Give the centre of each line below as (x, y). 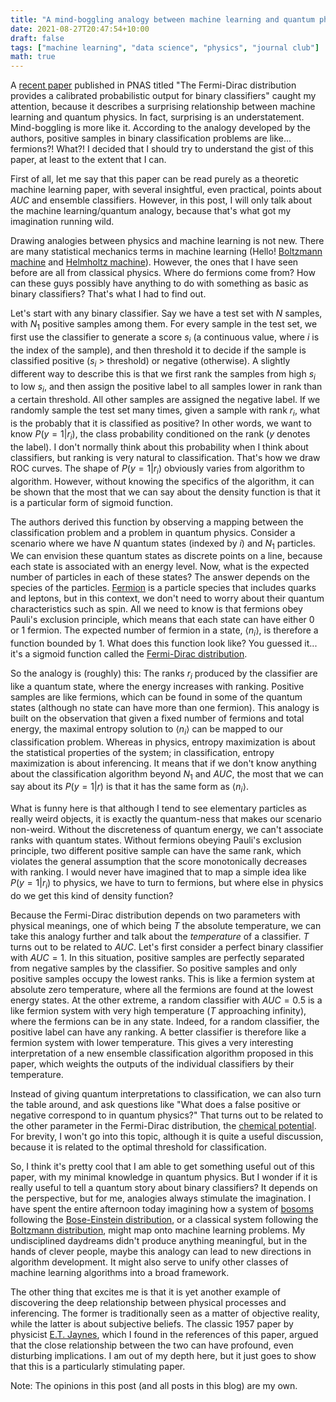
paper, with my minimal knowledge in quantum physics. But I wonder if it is (164, 1177)
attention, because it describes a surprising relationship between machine (163, 107)
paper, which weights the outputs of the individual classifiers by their (152, 1064)
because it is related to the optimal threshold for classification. (138, 1147)
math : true (33, 57)
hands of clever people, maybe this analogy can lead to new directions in (161, 1252)
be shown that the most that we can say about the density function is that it (165, 492)
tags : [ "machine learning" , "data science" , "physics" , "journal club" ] (165, 47)
